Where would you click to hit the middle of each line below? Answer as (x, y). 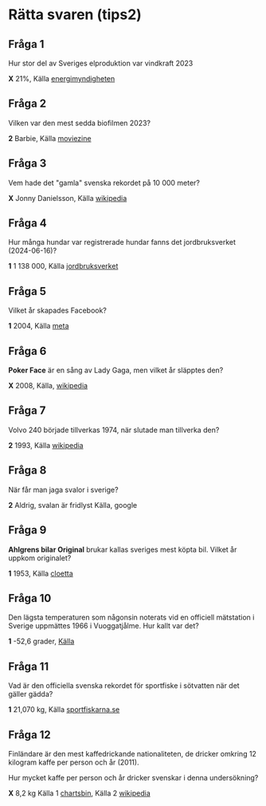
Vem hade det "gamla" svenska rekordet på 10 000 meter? (104, 183)
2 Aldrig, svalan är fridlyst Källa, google (73, 505)
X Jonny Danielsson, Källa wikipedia (68, 198)
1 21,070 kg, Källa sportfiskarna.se (64, 710)
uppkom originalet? (40, 558)
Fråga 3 (27, 164)
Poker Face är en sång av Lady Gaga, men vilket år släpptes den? (116, 370)
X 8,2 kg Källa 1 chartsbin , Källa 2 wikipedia (79, 793)
